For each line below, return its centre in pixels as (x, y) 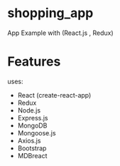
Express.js (33, 118)
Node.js (29, 110)
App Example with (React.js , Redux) (60, 33)
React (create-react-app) (54, 95)
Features (34, 62)
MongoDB (32, 125)
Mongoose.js (37, 133)
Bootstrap (32, 148)
